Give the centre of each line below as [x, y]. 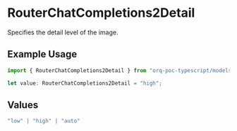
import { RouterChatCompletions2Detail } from [77, 70]
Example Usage [42, 54]
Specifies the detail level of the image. [63, 32]
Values [23, 105]
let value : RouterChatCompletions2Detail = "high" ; [85, 83]
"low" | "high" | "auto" [44, 121]
